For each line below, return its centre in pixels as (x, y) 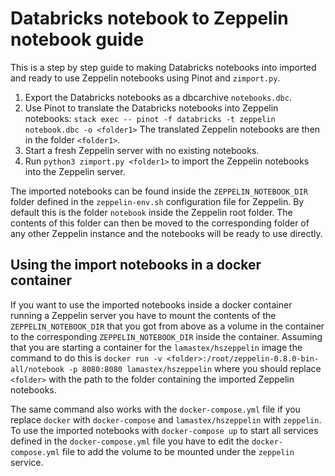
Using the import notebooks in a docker (136, 265)
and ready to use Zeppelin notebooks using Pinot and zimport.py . (145, 78)
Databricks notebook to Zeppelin (149, 18)
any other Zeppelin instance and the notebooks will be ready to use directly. (166, 233)
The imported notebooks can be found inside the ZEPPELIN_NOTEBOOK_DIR (159, 191)
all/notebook (37, 369)
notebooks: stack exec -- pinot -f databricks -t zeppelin (150, 118)
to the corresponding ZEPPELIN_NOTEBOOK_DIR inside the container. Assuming (166, 336)
